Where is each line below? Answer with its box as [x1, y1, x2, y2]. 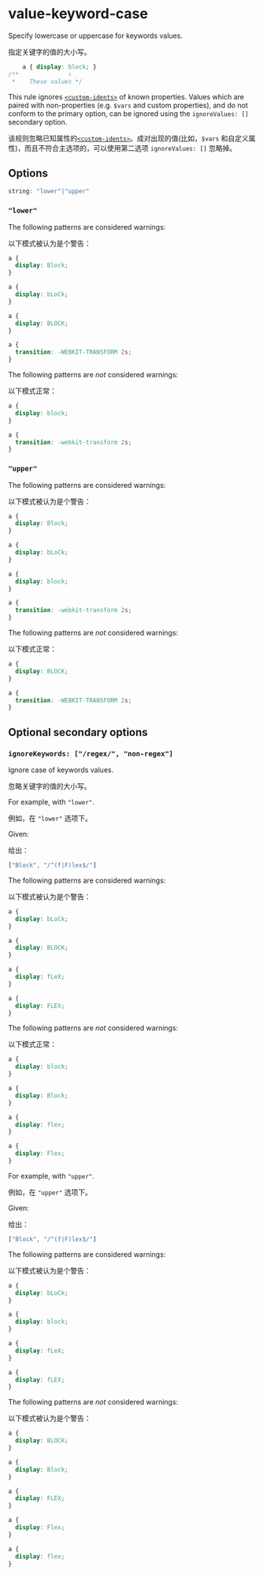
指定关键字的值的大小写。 [8, 47, 91, 56]
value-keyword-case [8, 5, 148, 23]
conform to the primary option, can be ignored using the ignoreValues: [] [8, 108, 250, 118]
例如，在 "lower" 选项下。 [8, 814, 92, 823]
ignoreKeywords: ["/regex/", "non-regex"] [8, 749, 173, 758]
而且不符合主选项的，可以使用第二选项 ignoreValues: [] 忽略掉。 [24, 143, 237, 152]
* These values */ [11, 77, 83, 85]
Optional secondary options [8, 726, 148, 739]
